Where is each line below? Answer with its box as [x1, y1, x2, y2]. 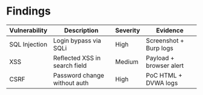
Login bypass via [53, 36, 101, 45]
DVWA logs [146, 79, 178, 87]
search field [53, 61, 87, 70]
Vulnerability [9, 26, 48, 34]
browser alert [146, 61, 184, 70]
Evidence [156, 26, 184, 34]
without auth [53, 79, 89, 87]
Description [64, 26, 98, 34]
